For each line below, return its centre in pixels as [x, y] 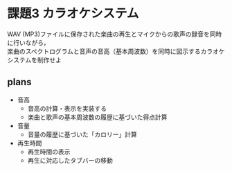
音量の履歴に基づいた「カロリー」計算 [82, 134]
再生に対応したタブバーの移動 [70, 160]
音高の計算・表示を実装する [67, 108]
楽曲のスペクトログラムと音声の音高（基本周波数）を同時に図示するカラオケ [116, 51]
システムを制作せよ [35, 60]
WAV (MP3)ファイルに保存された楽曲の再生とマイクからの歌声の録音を [108, 34]
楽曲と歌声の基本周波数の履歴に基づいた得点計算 [97, 117]
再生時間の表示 [49, 152]
